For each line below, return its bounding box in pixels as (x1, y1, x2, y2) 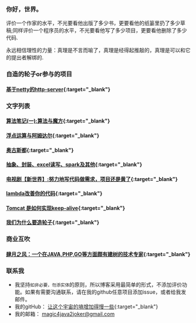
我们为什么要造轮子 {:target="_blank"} (6, 219, 99, 226)
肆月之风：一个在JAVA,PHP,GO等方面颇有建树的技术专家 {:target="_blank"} (6, 251, 191, 257)
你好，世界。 (6, 5, 43, 13)
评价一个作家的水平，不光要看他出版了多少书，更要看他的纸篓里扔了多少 (6, 19, 180, 27)
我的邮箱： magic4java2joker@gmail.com (14, 311, 115, 318)
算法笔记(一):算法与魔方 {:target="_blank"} (6, 117, 110, 124)
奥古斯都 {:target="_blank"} (6, 147, 74, 154)
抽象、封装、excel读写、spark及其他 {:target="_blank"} (6, 161, 142, 168)
